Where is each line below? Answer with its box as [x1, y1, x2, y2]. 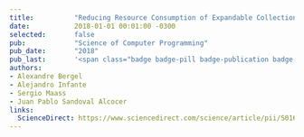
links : [9, 105, 34, 114]
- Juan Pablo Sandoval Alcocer [9, 96, 128, 106]
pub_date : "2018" [9, 47, 100, 56]
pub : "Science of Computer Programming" [9, 38, 208, 48]
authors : [9, 64, 43, 73]
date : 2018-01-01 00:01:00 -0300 [9, 22, 176, 31]
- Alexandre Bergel [9, 72, 83, 81]
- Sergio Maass [9, 88, 67, 97]
